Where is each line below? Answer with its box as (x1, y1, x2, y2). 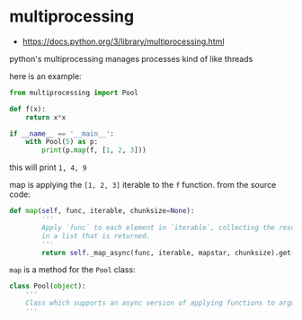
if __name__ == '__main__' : (9, 129, 115, 138)
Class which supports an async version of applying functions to (25, 298, 276, 307)
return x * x (25, 112, 67, 122)
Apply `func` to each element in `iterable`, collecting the (41, 223, 276, 232)
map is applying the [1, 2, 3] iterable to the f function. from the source (9, 180, 277, 191)
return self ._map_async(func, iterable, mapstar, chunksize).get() (41, 248, 299, 257)
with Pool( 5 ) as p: (25, 138, 99, 147)
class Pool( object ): (9, 281, 87, 291)
